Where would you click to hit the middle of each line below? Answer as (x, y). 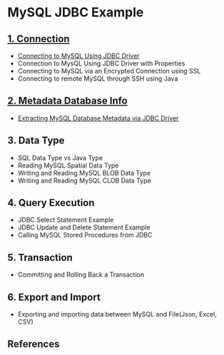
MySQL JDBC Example (76, 12)
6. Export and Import (54, 297)
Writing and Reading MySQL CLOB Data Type (84, 180)
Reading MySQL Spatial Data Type (68, 165)
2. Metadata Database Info (67, 101)
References (34, 344)
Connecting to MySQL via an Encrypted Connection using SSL (109, 71)
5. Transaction (40, 257)
